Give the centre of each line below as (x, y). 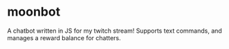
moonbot (34, 12)
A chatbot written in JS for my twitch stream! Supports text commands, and (115, 31)
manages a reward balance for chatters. (64, 37)
